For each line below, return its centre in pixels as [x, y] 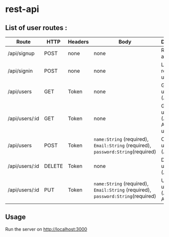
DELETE [54, 166]
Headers [78, 42]
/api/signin [20, 71]
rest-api [22, 9]
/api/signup [21, 53]
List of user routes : [36, 28]
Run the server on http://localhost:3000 [46, 229]
